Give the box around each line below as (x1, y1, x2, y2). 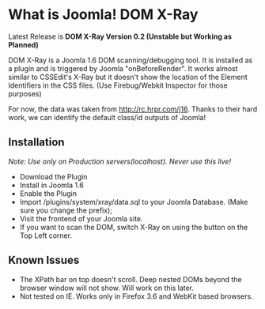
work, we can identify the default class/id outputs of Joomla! (8, 112, 206, 122)
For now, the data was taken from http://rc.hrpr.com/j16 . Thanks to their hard (8, 104, 258, 114)
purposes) (8, 89, 42, 98)
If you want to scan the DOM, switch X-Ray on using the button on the (19, 222, 248, 232)
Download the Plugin (19, 171, 88, 181)
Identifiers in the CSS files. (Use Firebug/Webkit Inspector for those (8, 81, 228, 90)
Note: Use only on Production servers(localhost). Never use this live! (8, 156, 232, 166)
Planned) (8, 40, 40, 49)
